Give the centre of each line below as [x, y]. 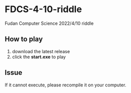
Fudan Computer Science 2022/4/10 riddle [49, 23]
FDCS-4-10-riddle [43, 9]
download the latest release [41, 51]
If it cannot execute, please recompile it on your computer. [65, 85]
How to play [24, 39]
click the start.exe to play [39, 57]
